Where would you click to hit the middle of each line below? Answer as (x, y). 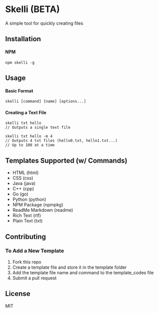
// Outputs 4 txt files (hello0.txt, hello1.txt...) (61, 141)
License (18, 294)
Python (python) (29, 199)
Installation (23, 39)
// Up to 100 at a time (30, 145)
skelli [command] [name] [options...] (46, 102)
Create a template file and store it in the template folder (69, 267)
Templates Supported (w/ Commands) (66, 160)
